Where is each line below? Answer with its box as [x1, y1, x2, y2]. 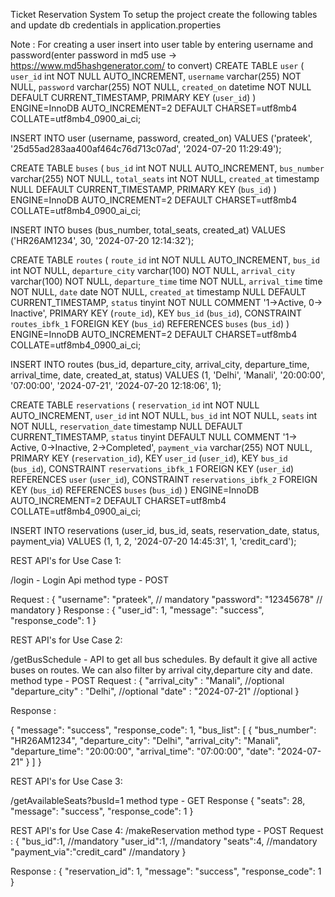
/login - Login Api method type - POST [10, 574, 170, 586]
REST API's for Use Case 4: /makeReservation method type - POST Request [10, 825, 324, 836]
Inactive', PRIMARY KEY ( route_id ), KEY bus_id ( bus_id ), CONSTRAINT [10, 307, 303, 319]
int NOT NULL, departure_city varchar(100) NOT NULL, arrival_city [10, 265, 296, 276]
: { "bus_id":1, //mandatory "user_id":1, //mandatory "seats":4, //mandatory [10, 835, 318, 847]
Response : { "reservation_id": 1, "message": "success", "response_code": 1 [10, 865, 322, 877]
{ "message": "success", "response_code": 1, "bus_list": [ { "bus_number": [10, 724, 317, 736]
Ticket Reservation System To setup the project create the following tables [10, 9, 318, 20]
